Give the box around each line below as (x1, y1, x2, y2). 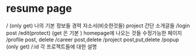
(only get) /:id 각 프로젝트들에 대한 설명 (6, 43, 97, 50)
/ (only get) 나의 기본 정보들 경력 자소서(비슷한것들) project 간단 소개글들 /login (6, 22, 190, 29)
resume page (6, 2, 72, 15)
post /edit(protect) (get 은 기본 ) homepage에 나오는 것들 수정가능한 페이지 (6, 29, 182, 37)
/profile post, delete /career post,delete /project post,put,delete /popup (6, 36, 179, 43)
